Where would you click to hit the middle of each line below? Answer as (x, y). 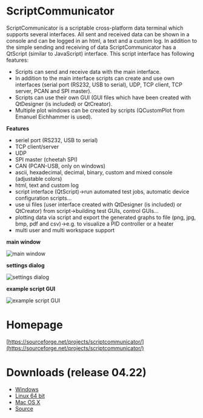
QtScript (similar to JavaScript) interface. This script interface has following (101, 53)
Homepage (35, 325)
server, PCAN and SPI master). (53, 91)
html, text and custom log (47, 185)
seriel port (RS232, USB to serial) (56, 140)
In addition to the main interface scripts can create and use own (95, 78)
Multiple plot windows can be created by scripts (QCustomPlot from (100, 110)
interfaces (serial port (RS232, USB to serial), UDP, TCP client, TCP (99, 84)
